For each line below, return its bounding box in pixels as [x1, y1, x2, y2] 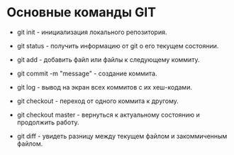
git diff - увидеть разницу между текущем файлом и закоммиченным [16, 132, 228, 140]
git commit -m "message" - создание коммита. [16, 69, 157, 77]
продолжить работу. [16, 118, 79, 127]
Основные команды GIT [6, 4, 157, 21]
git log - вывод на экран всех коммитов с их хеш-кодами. [16, 82, 193, 91]
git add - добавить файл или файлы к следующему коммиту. [16, 55, 200, 64]
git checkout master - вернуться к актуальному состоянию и [16, 110, 200, 119]
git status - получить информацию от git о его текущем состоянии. [16, 41, 219, 50]
